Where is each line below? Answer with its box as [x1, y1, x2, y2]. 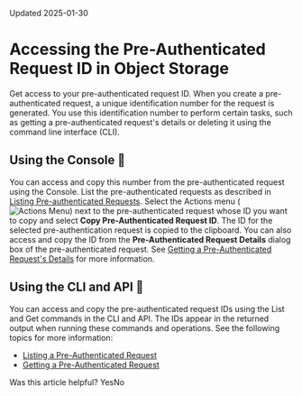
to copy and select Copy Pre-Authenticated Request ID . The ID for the [9, 215, 273, 226]
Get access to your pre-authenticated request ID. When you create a [9, 87, 264, 98]
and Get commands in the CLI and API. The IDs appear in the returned [9, 313, 270, 324]
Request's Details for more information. [9, 253, 155, 264]
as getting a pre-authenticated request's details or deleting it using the [9, 116, 272, 127]
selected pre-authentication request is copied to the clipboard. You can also [9, 225, 292, 235]
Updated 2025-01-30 [9, 8, 88, 18]
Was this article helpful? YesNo [9, 376, 124, 387]
